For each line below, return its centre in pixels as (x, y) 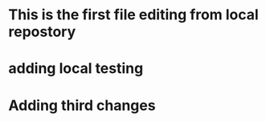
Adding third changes (82, 105)
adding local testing (76, 69)
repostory (42, 32)
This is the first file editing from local (133, 15)
